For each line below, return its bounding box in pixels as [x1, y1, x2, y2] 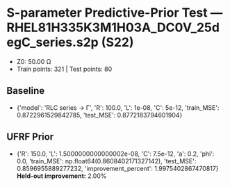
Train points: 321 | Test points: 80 [16, 65, 113, 73]
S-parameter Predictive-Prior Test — [6, 5, 223, 21]
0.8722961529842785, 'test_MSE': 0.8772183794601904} [16, 111, 183, 119]
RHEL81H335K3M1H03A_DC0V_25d [6, 19, 220, 35]
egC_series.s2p [6, 35, 99, 50]
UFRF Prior [6, 131, 54, 143]
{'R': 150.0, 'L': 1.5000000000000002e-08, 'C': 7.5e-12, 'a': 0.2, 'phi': [16, 149, 215, 158]
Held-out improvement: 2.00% [16, 172, 107, 180]
